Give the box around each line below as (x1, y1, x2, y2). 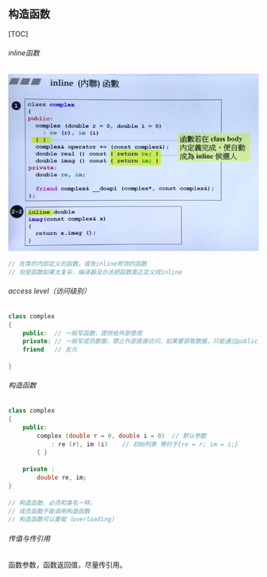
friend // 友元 (22, 346, 78, 354)
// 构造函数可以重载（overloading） (8, 515, 118, 524)
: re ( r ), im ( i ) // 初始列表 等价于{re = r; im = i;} (50, 440, 238, 448)
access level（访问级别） (8, 287, 91, 296)
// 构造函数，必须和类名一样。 (8, 498, 97, 506)
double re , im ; (37, 474, 87, 482)
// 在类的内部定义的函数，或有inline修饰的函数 (8, 260, 147, 267)
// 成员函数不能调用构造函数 (8, 507, 91, 515)
